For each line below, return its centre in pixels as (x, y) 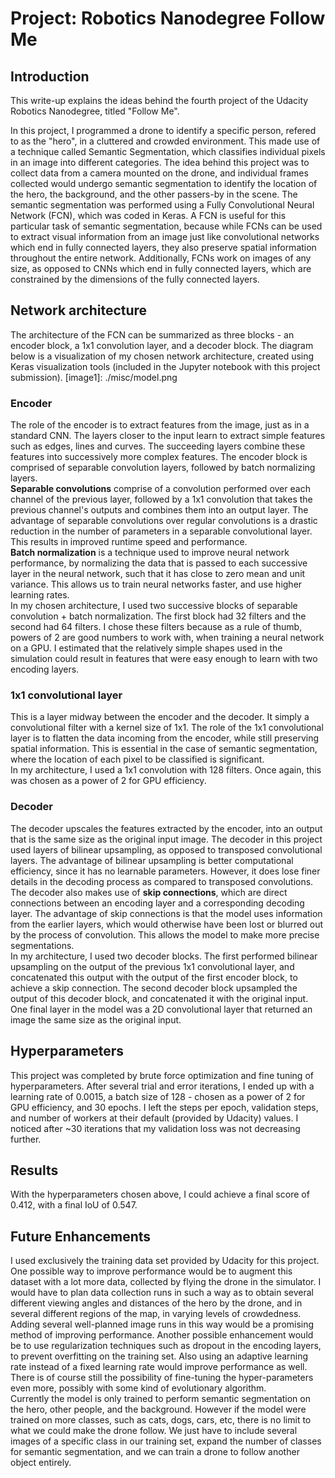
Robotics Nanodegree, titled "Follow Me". (95, 111)
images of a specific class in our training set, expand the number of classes (166, 1441)
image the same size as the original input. (96, 1019)
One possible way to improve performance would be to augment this (151, 1271)
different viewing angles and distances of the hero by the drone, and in (156, 1303)
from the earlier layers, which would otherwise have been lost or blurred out (166, 924)
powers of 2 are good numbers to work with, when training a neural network (167, 638)
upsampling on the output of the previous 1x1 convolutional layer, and (152, 966)
